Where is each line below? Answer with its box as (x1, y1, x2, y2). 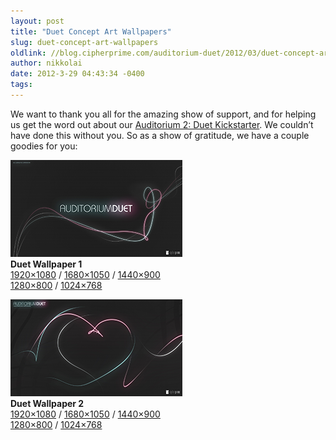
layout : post (10, 16, 65, 26)
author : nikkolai (10, 58, 83, 69)
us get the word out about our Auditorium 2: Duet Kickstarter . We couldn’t (10, 118, 314, 130)
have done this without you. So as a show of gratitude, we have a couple (10, 129, 310, 141)
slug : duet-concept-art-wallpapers (10, 37, 159, 47)
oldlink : (10, 48, 47, 58)
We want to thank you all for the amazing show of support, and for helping (10, 108, 317, 120)
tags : (10, 80, 33, 90)
